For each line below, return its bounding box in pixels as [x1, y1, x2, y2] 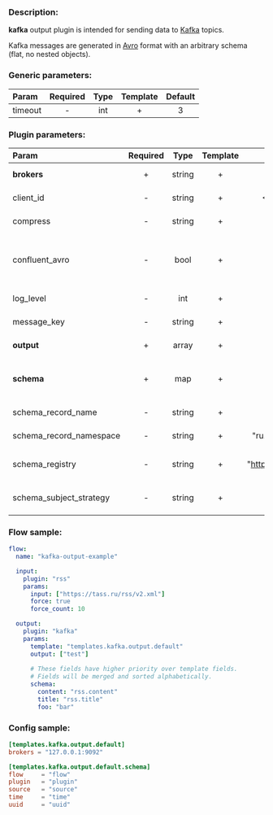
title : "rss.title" [37, 695, 104, 704]
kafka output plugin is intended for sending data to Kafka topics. [8, 25, 225, 35]
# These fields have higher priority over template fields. [29, 665, 238, 673]
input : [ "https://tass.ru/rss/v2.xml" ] [29, 590, 165, 598]
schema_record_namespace [12, 429, 121, 441]
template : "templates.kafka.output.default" [29, 642, 184, 651]
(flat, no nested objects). [8, 50, 91, 59]
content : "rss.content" [37, 688, 118, 696]
